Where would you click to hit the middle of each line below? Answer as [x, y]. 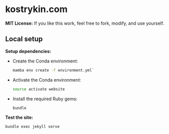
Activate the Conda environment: [47, 80]
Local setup [24, 39]
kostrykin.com [37, 9]
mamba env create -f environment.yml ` [53, 70]
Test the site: [19, 117]
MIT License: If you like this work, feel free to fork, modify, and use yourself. [85, 23]
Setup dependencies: [28, 51]
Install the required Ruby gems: [45, 99]
